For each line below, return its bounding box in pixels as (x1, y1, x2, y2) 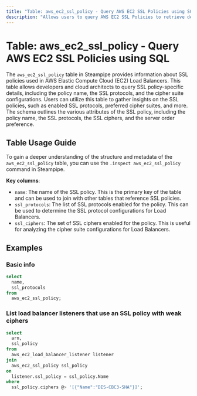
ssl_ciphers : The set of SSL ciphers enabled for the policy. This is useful (14, 220, 191, 227)
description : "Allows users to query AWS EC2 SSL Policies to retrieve (6, 14, 185, 20)
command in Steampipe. (6, 166, 65, 173)
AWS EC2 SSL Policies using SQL (6, 52, 170, 65)
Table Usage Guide (6, 138, 77, 148)
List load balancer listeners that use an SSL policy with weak (6, 309, 182, 318)
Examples (6, 243, 43, 252)
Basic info (6, 260, 35, 268)
